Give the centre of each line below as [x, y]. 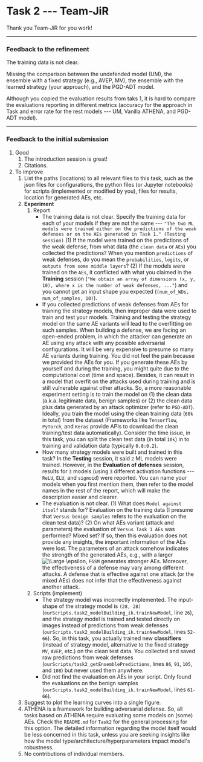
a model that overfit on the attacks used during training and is [119, 381]
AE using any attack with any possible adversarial [104, 343]
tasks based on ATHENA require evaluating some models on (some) [108, 715]
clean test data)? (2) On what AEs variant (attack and [108, 522]
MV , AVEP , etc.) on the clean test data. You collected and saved [119, 651]
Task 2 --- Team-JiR [58, 11]
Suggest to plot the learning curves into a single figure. [92, 702]
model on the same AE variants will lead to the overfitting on [117, 323]
